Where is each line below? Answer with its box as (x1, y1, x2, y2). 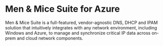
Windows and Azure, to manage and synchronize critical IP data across (5, 30, 151, 36)
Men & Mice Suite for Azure (5, 3, 120, 15)
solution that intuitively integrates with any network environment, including (5, 24, 157, 30)
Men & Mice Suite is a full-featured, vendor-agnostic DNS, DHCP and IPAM (5, 20, 158, 25)
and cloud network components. (16, 35, 83, 41)
